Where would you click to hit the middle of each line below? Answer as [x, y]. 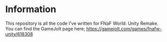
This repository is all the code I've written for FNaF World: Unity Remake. [82, 23]
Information [31, 9]
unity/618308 [19, 34]
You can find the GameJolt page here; [45, 28]
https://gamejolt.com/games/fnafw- [124, 28]
